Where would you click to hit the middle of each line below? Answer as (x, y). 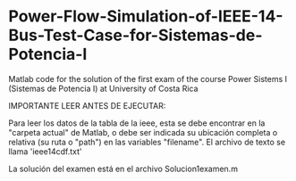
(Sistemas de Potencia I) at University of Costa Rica (103, 88)
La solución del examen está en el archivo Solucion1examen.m (123, 169)
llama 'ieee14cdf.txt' (45, 151)
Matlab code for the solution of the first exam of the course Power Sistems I (148, 78)
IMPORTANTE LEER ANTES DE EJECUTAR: (87, 105)
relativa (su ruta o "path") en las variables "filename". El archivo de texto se (147, 142)
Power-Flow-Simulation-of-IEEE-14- (146, 16)
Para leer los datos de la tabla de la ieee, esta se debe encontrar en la (137, 123)
